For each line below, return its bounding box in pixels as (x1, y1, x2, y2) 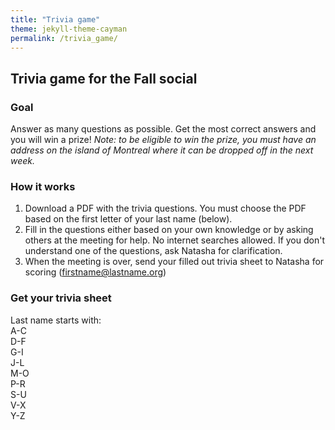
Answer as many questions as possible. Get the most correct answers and (10, 123, 317, 135)
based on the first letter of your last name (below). (24, 213, 233, 225)
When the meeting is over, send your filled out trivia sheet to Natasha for (24, 256, 325, 268)
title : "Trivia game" (10, 14, 101, 25)
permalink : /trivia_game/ (10, 33, 118, 43)
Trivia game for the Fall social (10, 70, 198, 87)
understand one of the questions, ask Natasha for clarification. (24, 245, 283, 257)
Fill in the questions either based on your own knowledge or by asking (24, 224, 314, 236)
